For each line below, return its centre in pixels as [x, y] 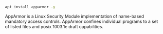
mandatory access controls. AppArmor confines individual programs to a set [81, 21]
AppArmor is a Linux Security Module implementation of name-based [75, 16]
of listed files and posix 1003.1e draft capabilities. [54, 26]
